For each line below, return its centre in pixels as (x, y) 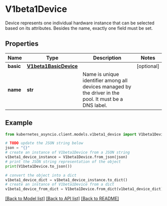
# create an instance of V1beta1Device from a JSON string (68, 152)
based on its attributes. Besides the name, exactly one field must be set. (79, 28)
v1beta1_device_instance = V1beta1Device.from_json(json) (66, 157)
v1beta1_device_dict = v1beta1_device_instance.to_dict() (66, 180)
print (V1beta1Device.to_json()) (39, 166)
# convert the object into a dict (41, 175)
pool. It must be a (103, 99)
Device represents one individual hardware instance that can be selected (80, 23)
